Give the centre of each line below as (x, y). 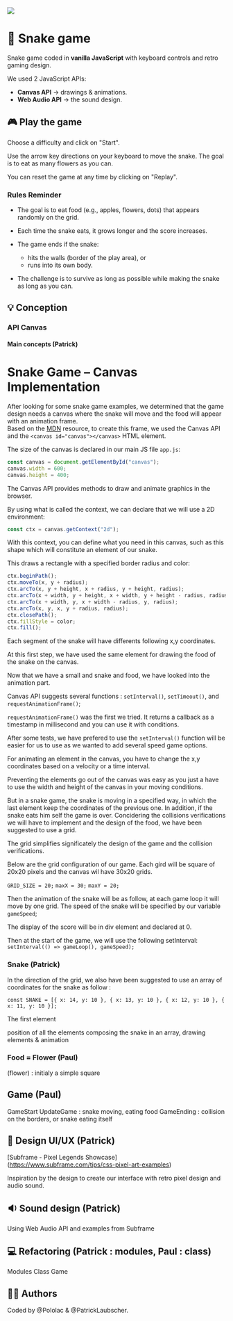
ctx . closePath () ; (32, 615)
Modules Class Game (37, 1272)
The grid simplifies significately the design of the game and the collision (110, 843)
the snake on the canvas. (43, 662)
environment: (26, 517)
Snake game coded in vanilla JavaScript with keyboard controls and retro (113, 58)
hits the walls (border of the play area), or (87, 258)
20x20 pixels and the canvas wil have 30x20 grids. (80, 872)
